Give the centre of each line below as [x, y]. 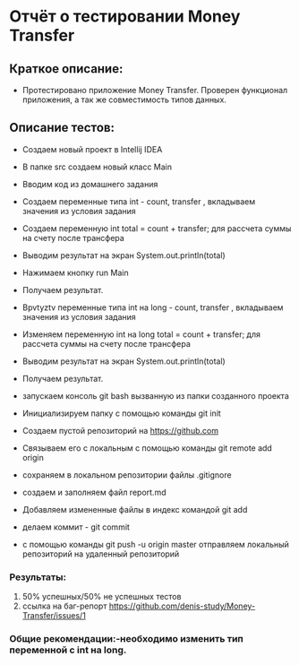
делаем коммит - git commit [76, 527]
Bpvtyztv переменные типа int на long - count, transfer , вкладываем [153, 307]
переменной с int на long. [68, 650]
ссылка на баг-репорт [64, 606]
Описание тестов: [62, 128]
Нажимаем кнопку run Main [75, 272]
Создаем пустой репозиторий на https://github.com [120, 430]
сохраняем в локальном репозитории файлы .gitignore [127, 475]
